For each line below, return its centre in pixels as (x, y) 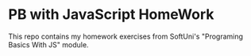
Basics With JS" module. (48, 44)
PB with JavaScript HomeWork (111, 15)
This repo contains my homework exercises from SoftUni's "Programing (126, 36)
